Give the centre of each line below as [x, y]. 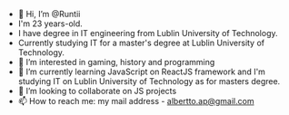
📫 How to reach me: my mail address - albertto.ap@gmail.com [136, 101]
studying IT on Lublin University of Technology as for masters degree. [149, 81]
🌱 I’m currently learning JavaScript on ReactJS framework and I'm [142, 72]
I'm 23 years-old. [50, 24]
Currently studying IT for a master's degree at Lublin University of [141, 43]
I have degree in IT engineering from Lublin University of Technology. [148, 33]
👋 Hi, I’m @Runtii [49, 14]
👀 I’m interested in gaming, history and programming [116, 62]
